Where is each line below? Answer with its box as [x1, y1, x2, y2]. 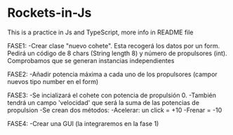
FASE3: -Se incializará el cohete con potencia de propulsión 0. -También [7, 91, 216, 99]
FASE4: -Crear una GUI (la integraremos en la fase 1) [7, 119, 159, 127]
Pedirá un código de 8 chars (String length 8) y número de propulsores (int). [7, 49, 227, 57]
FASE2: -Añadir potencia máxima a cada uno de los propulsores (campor [7, 70, 218, 78]
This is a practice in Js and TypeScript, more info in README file [7, 28, 194, 36]
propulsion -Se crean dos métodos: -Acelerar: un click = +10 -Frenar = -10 [7, 106, 222, 114]
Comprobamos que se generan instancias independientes [7, 56, 175, 64]
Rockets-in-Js [7, 5, 92, 21]
